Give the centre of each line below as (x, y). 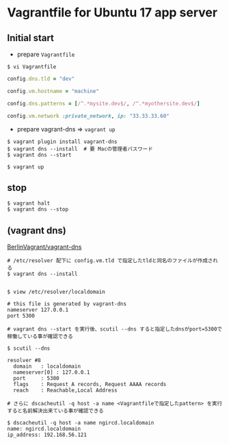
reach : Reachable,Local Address (65, 391)
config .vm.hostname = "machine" (53, 91)
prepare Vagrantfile (46, 54)
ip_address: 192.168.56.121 (47, 435)
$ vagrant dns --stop (38, 209)
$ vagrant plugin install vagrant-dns (62, 142)
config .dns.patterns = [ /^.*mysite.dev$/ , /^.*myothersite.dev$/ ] (104, 103)
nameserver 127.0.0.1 (38, 310)
